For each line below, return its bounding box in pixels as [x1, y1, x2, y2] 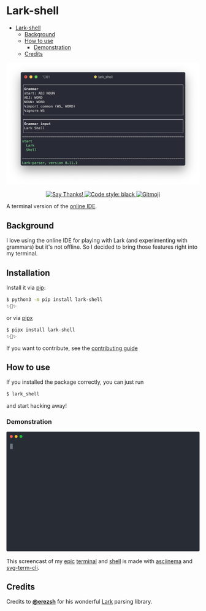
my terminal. [6, 250, 38, 257]
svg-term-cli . [6, 564, 40, 571]
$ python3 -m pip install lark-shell [6, 297, 103, 303]
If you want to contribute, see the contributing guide [6, 344, 138, 352]
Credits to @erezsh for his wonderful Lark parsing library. [6, 598, 153, 605]
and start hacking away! [6, 402, 67, 410]
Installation [6, 268, 50, 278]
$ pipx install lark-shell [6, 327, 75, 333]
